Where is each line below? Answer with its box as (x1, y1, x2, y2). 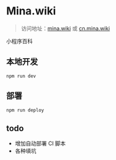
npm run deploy (6, 107, 44, 113)
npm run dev (6, 73, 36, 79)
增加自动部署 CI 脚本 (14, 140, 66, 147)
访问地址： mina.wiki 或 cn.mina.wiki (20, 25, 110, 32)
